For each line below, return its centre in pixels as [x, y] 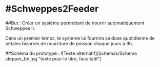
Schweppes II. [20, 28]
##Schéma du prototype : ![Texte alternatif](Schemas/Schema [71, 53]
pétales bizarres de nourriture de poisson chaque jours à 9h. [69, 43]
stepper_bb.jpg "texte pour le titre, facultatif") [54, 58]
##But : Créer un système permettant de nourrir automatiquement [75, 23]
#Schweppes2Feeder [52, 9]
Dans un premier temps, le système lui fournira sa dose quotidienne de [80, 38]
